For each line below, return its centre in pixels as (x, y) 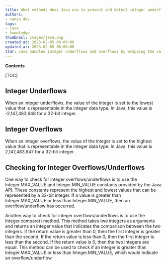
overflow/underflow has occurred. (40, 206)
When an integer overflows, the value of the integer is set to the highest (79, 141)
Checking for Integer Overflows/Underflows (75, 167)
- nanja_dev (17, 19)
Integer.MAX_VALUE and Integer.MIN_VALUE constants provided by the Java (83, 184)
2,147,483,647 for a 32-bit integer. (40, 152)
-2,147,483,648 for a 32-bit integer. (41, 114)
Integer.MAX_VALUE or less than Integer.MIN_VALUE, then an (68, 200)
